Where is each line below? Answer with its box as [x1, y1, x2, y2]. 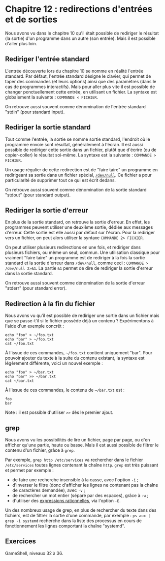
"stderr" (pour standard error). [5, 285, 67, 291]
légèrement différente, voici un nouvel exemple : [5, 360, 103, 366]
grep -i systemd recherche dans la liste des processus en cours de [5, 518, 142, 524]
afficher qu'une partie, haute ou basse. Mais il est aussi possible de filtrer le [5, 442, 159, 448]
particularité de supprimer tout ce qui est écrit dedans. [5, 177, 116, 183]
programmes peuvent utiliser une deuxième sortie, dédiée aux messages [5, 224, 153, 230]
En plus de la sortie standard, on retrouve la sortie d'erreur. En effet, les [5, 219, 150, 225]
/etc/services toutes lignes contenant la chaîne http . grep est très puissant [5, 462, 159, 468]
